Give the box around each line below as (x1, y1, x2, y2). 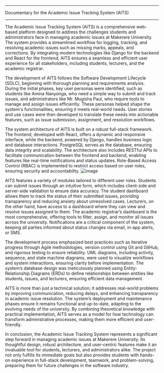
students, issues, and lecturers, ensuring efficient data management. (5, 276, 143, 281)
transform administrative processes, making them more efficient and (5, 317, 143, 322)
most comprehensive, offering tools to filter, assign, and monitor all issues (5, 214, 154, 220)
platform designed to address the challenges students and (19, 29, 136, 35)
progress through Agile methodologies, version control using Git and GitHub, (5, 244, 159, 250)
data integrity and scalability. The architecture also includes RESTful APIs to (5, 147, 158, 153)
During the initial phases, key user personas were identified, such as (5, 85, 143, 91)
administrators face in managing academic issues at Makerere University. (5, 34, 153, 40)
